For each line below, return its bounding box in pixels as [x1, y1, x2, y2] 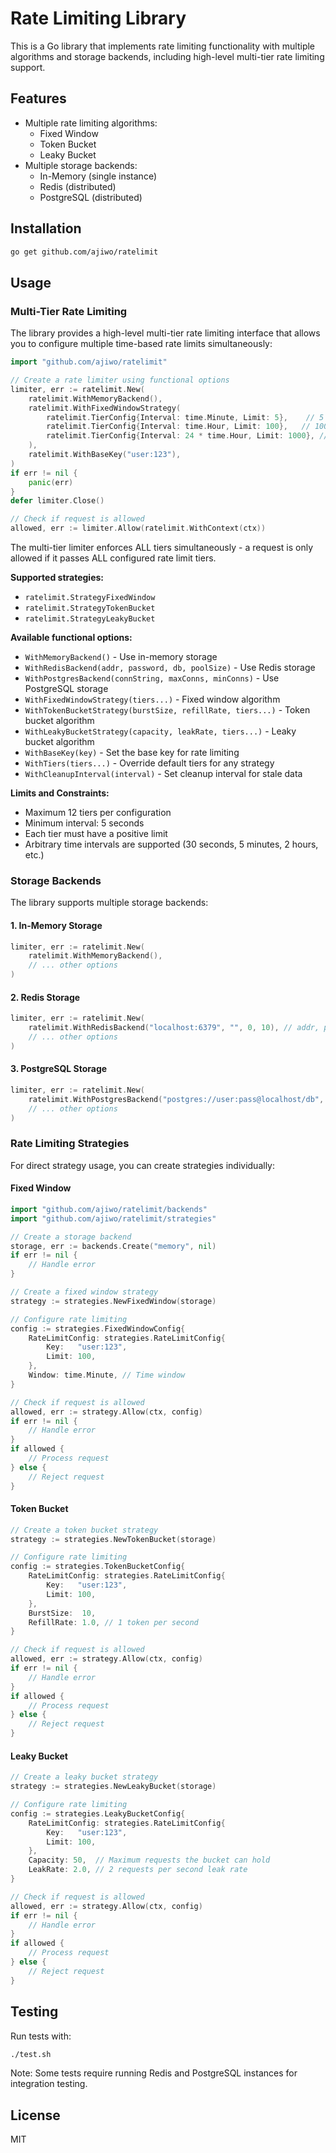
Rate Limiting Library [10, 7, 187, 30]
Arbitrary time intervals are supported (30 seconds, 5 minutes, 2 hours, [24, 838, 319, 850]
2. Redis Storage [10, 991, 81, 1003]
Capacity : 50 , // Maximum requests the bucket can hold [28, 1855, 271, 1866]
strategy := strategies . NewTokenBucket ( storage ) [10, 1534, 217, 1544]
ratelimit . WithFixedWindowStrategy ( [28, 403, 182, 413]
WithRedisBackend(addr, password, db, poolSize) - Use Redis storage [24, 662, 316, 673]
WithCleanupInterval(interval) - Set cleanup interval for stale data [24, 768, 303, 779]
